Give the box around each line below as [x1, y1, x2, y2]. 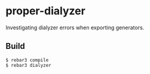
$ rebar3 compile [5, 57, 49, 63]
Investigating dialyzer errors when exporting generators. [5, 24, 145, 31]
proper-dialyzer [5, 4, 86, 18]
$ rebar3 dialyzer [5, 62, 51, 68]
